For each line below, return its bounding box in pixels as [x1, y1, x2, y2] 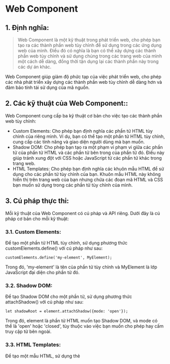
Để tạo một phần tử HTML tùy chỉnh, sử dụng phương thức [5, 239, 128, 246]
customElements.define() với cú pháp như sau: [5, 245, 103, 251]
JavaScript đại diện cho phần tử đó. [5, 269, 80, 275]
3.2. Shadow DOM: [5, 282, 53, 289]
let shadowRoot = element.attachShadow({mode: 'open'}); [5, 309, 128, 314]
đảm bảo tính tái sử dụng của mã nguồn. [5, 84, 90, 90]
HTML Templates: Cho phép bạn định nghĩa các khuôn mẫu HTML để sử [12, 166, 164, 172]
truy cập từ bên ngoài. [5, 328, 52, 335]
